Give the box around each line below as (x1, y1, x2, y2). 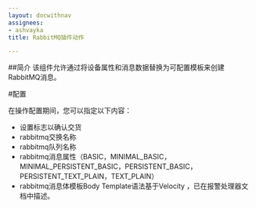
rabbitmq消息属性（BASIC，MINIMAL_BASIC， (19, 152, 171, 162)
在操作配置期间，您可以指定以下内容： (8, 106, 132, 115)
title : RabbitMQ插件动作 (8, 33, 85, 42)
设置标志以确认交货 (19, 122, 82, 132)
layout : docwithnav (8, 11, 72, 20)
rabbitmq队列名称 (19, 142, 77, 151)
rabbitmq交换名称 (19, 133, 77, 142)
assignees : (8, 19, 44, 27)
